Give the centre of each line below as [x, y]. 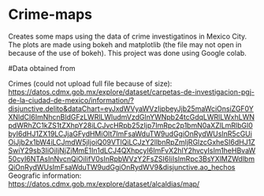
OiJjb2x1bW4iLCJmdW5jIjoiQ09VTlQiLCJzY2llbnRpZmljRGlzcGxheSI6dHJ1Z [132, 142]
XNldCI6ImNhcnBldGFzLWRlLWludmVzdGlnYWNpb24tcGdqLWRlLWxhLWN [131, 116]
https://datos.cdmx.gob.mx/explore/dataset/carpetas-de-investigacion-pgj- [131, 91]
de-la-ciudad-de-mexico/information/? [71, 100]
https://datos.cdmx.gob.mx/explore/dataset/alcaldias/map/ [104, 183]
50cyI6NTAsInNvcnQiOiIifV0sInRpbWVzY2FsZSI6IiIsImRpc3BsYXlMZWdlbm [131, 158]
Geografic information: [45, 176]
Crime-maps [50, 15]
